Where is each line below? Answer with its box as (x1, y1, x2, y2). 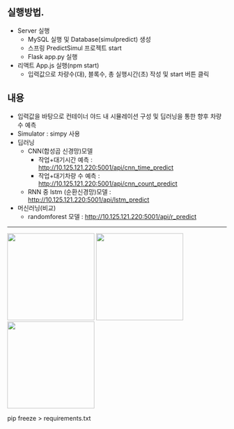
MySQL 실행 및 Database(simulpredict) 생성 (27, 35, 151, 43)
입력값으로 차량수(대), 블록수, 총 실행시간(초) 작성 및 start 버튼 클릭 (27, 70, 210, 78)
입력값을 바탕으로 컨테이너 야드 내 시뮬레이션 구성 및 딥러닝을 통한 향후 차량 (17, 112, 222, 120)
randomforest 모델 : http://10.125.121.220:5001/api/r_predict (27, 212, 197, 220)
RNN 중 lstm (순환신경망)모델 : (27, 187, 111, 196)
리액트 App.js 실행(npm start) (17, 61, 100, 70)
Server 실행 (17, 26, 50, 35)
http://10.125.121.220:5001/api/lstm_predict (27, 195, 150, 204)
